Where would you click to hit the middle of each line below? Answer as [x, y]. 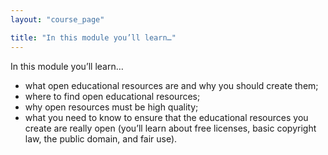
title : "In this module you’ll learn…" [93, 37]
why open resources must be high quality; [111, 107]
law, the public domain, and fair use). [101, 138]
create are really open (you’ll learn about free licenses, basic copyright [170, 128]
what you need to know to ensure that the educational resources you [166, 117]
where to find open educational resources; [112, 96]
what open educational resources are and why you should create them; [171, 85]
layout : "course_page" [57, 19]
